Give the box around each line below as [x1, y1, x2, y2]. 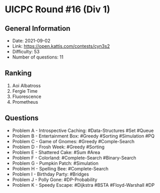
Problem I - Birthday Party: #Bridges [12, 171, 89, 177]
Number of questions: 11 [12, 54, 64, 60]
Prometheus [12, 99, 38, 105]
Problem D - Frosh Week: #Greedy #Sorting [12, 144, 105, 150]
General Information [5, 24, 71, 33]
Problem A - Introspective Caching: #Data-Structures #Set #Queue [12, 127, 154, 133]
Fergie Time [12, 88, 38, 94]
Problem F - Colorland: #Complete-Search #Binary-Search [12, 155, 136, 161]
